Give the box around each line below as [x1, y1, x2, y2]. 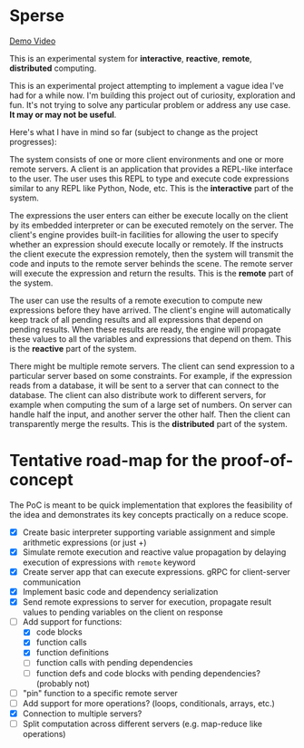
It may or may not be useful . [9, 109, 117, 120]
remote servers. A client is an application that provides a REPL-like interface [9, 163, 293, 174]
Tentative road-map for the [9, 451, 218, 471]
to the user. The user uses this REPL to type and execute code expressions [9, 173, 289, 184]
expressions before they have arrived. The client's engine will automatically [9, 305, 291, 316]
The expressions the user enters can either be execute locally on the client [9, 209, 289, 220]
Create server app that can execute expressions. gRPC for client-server [22, 567, 290, 577]
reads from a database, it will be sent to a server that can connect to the [9, 380, 279, 391]
